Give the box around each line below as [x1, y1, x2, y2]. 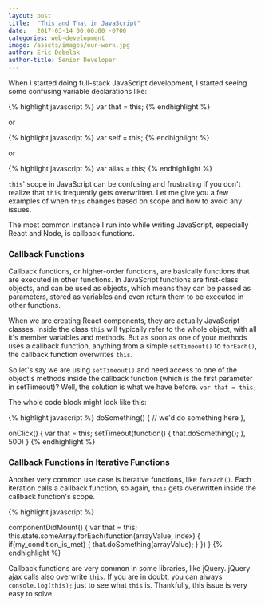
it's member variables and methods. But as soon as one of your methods [8, 333, 247, 343]
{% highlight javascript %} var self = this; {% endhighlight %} [8, 132, 210, 142]
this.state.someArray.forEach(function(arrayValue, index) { [8, 531, 201, 541]
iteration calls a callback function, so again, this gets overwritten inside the [8, 483, 257, 493]
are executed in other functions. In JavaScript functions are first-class [8, 275, 239, 285]
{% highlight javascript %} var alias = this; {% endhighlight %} [8, 163, 213, 173]
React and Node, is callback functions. [8, 228, 136, 238]
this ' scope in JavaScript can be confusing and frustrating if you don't [8, 179, 241, 188]
